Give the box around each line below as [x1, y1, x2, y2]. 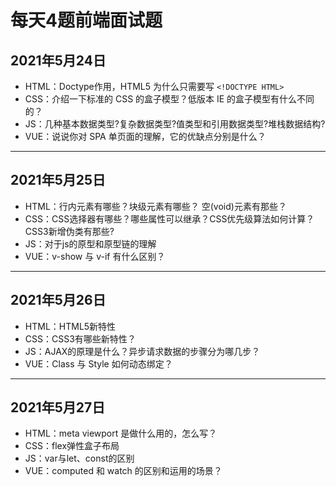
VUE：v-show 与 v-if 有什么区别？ [24, 250, 166, 262]
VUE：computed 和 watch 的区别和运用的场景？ [24, 465, 223, 477]
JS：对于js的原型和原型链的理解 [24, 237, 157, 250]
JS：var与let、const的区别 [24, 452, 135, 465]
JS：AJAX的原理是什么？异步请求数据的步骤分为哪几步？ [24, 345, 261, 357]
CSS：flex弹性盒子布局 [24, 440, 120, 452]
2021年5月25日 [10, 172, 107, 189]
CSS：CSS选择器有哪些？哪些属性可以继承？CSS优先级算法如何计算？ [24, 212, 315, 225]
